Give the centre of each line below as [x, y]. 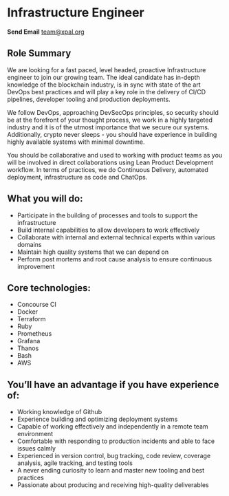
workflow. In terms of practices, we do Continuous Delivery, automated [108, 169]
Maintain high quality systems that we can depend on [93, 252]
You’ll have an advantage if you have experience [113, 384]
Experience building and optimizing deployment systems [97, 419]
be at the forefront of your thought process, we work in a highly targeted [110, 120]
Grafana [29, 341]
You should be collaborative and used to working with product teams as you [115, 155]
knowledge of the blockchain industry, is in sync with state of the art [104, 85]
